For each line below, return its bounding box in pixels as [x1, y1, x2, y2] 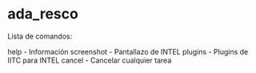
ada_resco [7, 5, 79, 23]
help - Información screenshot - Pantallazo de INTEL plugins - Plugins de [7, 47, 249, 56]
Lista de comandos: [7, 31, 73, 41]
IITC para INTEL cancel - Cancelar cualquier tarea [7, 55, 172, 65]
